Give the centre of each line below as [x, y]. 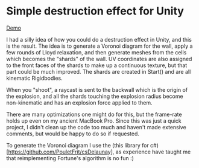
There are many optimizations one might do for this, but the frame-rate [94, 114]
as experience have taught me [153, 152]
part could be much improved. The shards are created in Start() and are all [99, 71]
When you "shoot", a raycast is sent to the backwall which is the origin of [97, 89]
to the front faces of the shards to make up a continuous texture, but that [97, 65]
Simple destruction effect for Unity [95, 11]
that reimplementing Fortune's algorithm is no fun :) [70, 158]
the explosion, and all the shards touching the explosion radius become [95, 96]
